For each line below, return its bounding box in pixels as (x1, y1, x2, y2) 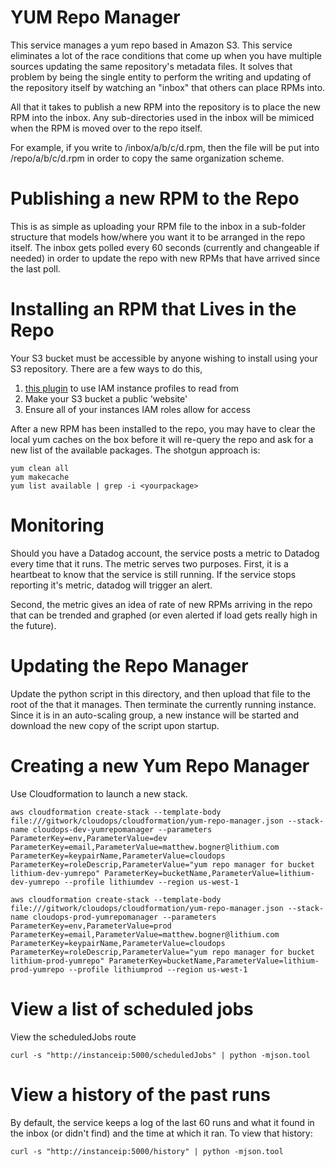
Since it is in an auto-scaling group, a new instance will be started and (10, 709, 300, 721)
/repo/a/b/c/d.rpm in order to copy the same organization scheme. (10, 152, 285, 164)
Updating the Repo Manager (10, 654, 249, 677)
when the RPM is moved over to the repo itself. (10, 122, 203, 134)
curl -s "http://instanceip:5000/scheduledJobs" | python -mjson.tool (10, 1050, 311, 1060)
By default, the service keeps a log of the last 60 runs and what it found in (10, 1116, 315, 1128)
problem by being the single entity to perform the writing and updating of (10, 71, 312, 83)
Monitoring (10, 514, 105, 536)
